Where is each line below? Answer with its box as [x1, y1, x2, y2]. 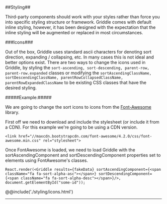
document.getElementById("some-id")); [5, 180, 85, 185]
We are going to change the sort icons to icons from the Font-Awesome [5, 104, 152, 110]
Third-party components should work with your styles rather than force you [5, 14, 160, 19]
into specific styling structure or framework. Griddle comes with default [5, 19, 152, 25]
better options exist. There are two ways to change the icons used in [5, 60, 146, 65]
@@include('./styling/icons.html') [5, 189, 74, 195]
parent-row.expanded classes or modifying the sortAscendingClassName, [5, 70, 152, 76]
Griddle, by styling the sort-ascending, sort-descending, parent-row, [5, 65, 150, 70]
